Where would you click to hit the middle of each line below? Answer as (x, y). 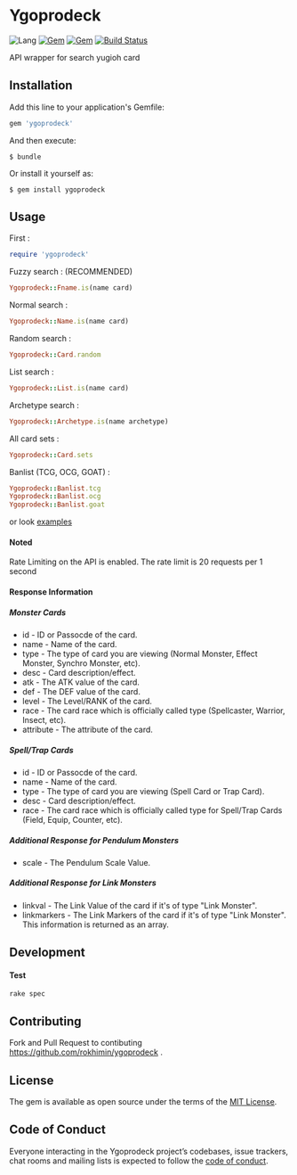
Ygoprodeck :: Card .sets (51, 455)
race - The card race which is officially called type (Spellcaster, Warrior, (154, 711)
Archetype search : (44, 405)
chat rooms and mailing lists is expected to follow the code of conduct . (139, 1161)
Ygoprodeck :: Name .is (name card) (69, 322)
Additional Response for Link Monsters (83, 883)
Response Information (51, 592)
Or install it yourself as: (51, 173)
